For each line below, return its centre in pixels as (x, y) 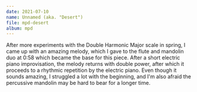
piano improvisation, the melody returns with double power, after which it (95, 64)
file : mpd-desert (28, 23)
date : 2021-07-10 (28, 12)
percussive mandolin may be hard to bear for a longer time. (78, 83)
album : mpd (20, 28)
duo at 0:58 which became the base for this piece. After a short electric (93, 58)
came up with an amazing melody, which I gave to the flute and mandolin (95, 52)
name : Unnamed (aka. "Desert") (45, 17)
